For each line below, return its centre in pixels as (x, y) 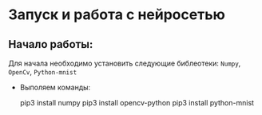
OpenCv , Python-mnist (43, 72)
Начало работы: (51, 44)
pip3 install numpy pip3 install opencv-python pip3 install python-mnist (137, 103)
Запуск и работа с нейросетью (117, 15)
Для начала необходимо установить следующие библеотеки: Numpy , (125, 63)
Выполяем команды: (55, 87)
